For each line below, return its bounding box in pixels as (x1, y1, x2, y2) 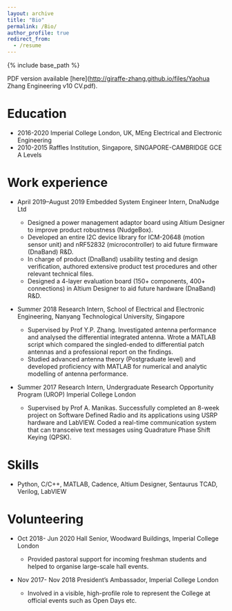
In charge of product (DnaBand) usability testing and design (27, 254, 198, 263)
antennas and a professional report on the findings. (27, 348, 174, 356)
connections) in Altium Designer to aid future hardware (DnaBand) (27, 284, 216, 292)
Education (7, 106, 67, 121)
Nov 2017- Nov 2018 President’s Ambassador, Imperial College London (17, 575, 219, 583)
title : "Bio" (7, 17, 45, 23)
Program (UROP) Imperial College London (17, 390, 137, 399)
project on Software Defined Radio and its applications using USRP (27, 411, 218, 419)
